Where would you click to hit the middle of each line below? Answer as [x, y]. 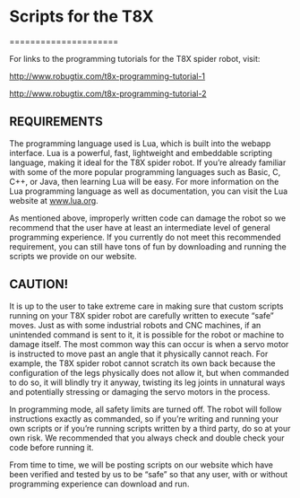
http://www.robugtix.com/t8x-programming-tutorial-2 [108, 93]
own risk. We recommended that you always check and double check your [147, 438]
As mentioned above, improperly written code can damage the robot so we [148, 218]
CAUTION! [39, 284]
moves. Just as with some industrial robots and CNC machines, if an [135, 325]
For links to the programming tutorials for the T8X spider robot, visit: [135, 58]
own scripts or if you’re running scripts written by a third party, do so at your [150, 428]
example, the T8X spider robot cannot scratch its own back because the [142, 363]
